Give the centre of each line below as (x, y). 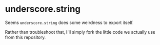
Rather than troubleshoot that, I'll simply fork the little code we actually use (80, 32)
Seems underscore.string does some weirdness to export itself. (70, 22)
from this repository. (25, 37)
